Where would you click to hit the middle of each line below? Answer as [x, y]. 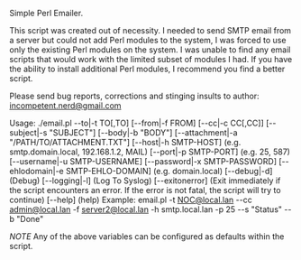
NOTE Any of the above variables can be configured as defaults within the [147, 237]
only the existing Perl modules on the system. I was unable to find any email [150, 50]
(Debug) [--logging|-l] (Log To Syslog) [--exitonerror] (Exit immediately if [145, 181]
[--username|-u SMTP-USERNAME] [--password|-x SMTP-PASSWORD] [143, 161]
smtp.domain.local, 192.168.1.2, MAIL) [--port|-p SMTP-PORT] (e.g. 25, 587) [150, 152]
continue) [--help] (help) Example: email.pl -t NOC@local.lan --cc [131, 200]
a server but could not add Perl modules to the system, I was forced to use [148, 40]
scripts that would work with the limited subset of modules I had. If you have [151, 59]
